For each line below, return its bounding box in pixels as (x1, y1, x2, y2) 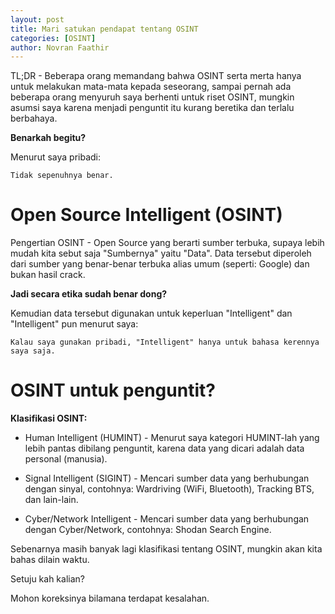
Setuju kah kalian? (10, 573, 85, 585)
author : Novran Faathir (10, 42, 110, 53)
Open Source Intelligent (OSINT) (10, 204, 283, 226)
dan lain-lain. (24, 494, 79, 506)
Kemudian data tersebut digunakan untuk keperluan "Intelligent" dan (10, 307, 293, 320)
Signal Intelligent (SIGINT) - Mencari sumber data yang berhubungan (24, 472, 310, 485)
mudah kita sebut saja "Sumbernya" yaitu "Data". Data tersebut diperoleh (10, 247, 312, 260)
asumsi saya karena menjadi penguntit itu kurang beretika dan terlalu (10, 102, 295, 114)
